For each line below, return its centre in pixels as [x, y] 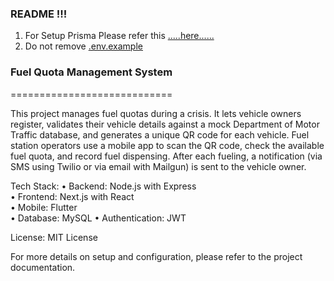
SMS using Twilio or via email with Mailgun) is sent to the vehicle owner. [158, 166]
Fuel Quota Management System [91, 72]
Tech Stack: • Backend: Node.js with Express [103, 186]
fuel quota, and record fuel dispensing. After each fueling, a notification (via [166, 156]
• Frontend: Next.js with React [72, 196]
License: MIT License [54, 237]
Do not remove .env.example [83, 46]
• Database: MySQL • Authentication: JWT [98, 218]
